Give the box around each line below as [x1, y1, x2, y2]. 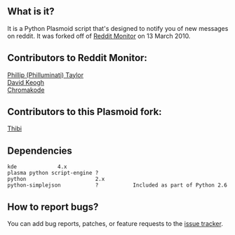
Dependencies [7, 145, 72, 156]
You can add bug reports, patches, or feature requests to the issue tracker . [7, 220, 223, 228]
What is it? [7, 6, 55, 18]
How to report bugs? [7, 201, 99, 213]
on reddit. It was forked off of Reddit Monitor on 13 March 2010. [7, 32, 191, 40]
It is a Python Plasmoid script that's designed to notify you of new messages [7, 24, 229, 32]
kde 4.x [7, 163, 68, 170]
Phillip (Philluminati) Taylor [7, 70, 84, 79]
